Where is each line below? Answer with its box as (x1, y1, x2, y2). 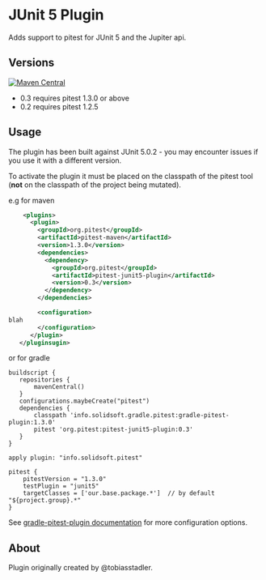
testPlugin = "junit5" (23, 482, 99, 491)
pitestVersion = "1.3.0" (23, 476, 107, 484)
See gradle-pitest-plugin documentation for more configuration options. (8, 518, 248, 527)
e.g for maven (8, 195, 55, 205)
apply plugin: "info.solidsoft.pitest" (8, 454, 143, 463)
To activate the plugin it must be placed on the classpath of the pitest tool (8, 171, 253, 181)
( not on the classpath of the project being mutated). (8, 180, 182, 190)
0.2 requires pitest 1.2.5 (19, 101, 99, 111)
